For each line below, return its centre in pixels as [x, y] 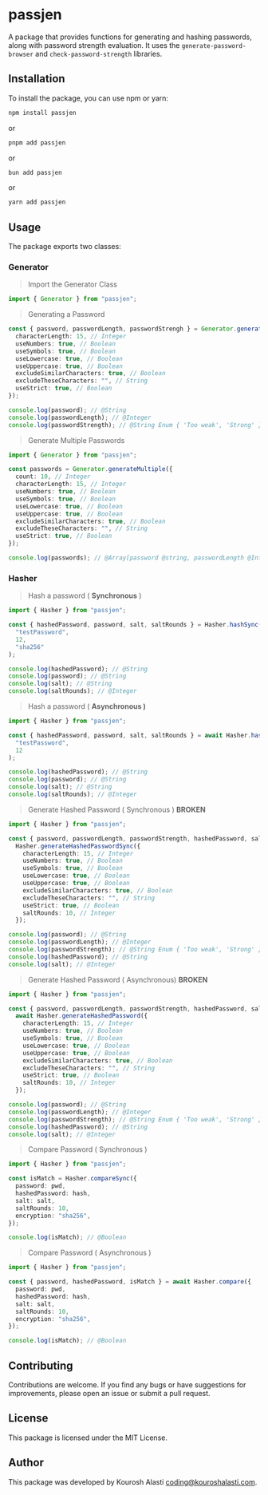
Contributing [41, 1365]
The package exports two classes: [65, 247]
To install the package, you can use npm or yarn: [89, 98]
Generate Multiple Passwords [76, 440]
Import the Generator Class [73, 284]
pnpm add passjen [37, 142]
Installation [37, 79]
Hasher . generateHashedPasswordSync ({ [78, 846]
